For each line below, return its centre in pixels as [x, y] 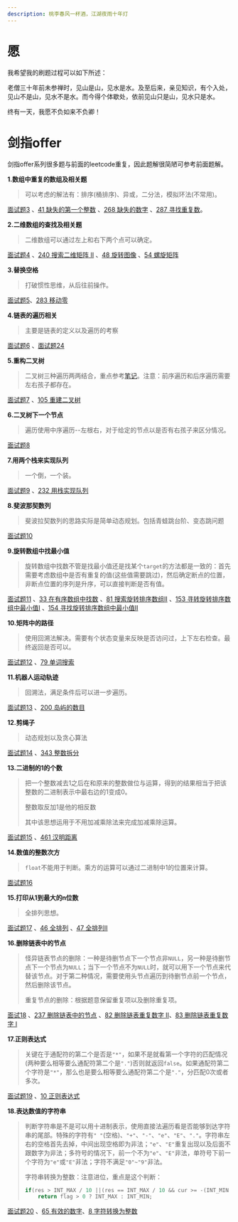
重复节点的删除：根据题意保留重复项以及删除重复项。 [103, 999]
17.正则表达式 [27, 1038]
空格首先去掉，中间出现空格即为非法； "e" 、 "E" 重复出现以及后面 [131, 1144]
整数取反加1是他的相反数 [60, 807]
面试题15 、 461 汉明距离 [43, 837]
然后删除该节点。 [50, 984]
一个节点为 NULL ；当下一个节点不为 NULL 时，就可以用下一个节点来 [131, 967]
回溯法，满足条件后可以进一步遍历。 [78, 692]
